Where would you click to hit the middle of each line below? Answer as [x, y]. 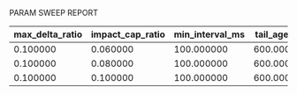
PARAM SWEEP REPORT [54, 13]
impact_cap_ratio [128, 34]
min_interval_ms [209, 34]
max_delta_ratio [48, 34]
